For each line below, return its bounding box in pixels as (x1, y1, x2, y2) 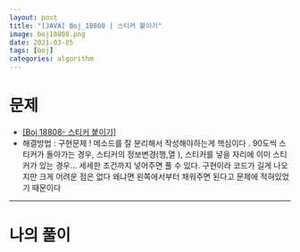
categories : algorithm (9, 54, 94, 63)
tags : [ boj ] (9, 46, 54, 55)
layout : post (9, 12, 58, 22)
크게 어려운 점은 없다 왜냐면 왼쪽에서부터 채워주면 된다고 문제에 (38, 171, 259, 182)
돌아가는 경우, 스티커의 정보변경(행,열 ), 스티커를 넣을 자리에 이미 (46, 149, 271, 159)
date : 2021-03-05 (9, 37, 74, 47)
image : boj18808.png (9, 29, 87, 38)
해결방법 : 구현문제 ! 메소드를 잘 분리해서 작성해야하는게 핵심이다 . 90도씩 (21, 137, 278, 148)
